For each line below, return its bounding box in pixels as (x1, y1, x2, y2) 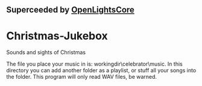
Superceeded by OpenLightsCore (6, 5, 134, 15)
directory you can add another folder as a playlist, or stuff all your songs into (6, 67, 197, 74)
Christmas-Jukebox (6, 29, 109, 43)
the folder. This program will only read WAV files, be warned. (6, 73, 157, 81)
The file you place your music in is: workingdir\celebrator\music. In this (6, 60, 183, 68)
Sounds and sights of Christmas (6, 49, 86, 56)
